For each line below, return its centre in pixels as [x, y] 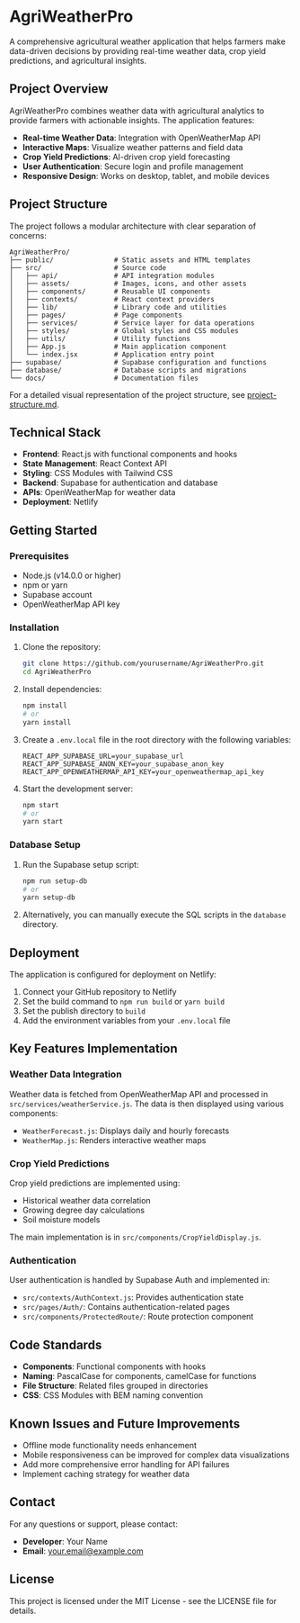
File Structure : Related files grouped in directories [115, 1386]
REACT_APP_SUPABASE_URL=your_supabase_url [103, 756]
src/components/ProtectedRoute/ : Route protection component [138, 1317]
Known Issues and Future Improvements [125, 1424]
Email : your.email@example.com [83, 1551]
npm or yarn [45, 585]
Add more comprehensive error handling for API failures [126, 1464]
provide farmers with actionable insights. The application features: [132, 120]
